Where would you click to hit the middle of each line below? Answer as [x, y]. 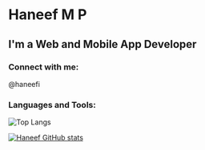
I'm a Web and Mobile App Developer [102, 44]
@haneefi [24, 84]
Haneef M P [48, 15]
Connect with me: [44, 67]
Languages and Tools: [52, 105]
